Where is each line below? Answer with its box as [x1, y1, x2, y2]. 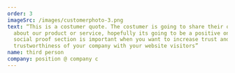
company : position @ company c [7, 56, 99, 63]
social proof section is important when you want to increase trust [13, 36, 218, 43]
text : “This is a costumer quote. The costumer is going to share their [7, 23, 224, 30]
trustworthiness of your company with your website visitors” [13, 42, 199, 49]
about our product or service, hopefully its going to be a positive [13, 29, 220, 37]
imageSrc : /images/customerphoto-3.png [7, 17, 124, 24]
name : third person [7, 49, 64, 56]
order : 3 [7, 10, 33, 17]
